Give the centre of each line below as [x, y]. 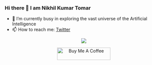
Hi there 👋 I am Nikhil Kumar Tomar [48, 8]
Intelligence [24, 24]
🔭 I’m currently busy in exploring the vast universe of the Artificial [80, 19]
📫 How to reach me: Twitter [41, 30]
